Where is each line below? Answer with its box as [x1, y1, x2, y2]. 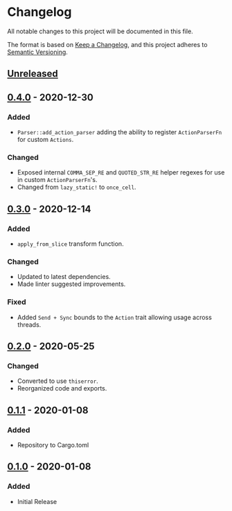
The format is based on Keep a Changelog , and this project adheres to [7, 40, 208, 48]
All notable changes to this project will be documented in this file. [7, 27, 194, 35]
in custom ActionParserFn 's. [17, 176, 98, 184]
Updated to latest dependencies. [17, 273, 111, 281]
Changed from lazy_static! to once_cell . [17, 183, 136, 191]
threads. [17, 320, 42, 329]
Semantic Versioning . [7, 48, 68, 56]
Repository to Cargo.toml [17, 440, 89, 449]
